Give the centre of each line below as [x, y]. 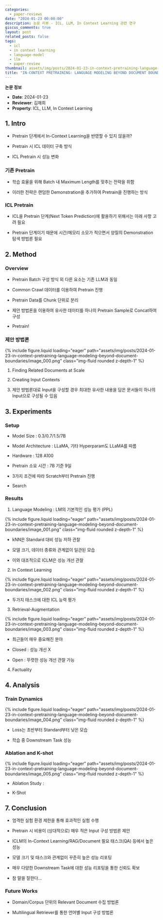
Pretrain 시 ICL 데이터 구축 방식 [42, 146]
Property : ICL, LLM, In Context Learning [52, 108]
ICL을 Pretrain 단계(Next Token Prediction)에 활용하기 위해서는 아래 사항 [82, 216]
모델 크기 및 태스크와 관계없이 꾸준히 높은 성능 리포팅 [62, 858]
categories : [17, 9]
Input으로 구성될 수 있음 [35, 396]
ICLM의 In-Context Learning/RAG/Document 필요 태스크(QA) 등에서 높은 [83, 841]
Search [19, 486]
